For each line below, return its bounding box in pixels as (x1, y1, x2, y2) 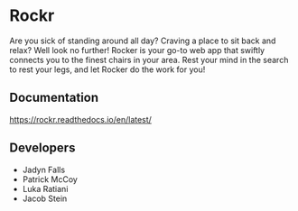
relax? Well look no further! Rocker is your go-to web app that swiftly (9, 44, 265, 55)
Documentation (9, 90, 99, 105)
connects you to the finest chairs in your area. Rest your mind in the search (9, 54, 289, 65)
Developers (9, 141, 76, 156)
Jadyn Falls (22, 164, 66, 175)
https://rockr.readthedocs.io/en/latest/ (9, 114, 152, 124)
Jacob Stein (22, 193, 68, 204)
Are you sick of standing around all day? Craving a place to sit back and (9, 35, 276, 46)
